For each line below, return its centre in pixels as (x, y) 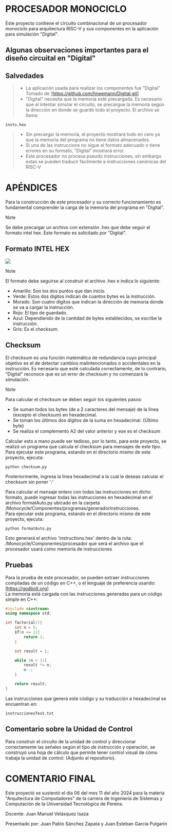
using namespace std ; (28, 613)
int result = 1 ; (32, 651)
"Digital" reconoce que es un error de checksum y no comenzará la (77, 374)
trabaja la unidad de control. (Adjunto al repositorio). (61, 758)
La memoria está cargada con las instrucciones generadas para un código (84, 594)
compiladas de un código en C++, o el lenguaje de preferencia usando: (80, 583)
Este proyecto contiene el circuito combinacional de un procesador (76, 23)
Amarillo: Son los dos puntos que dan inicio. (59, 291)
